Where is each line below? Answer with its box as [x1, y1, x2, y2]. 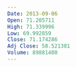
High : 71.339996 [7, 23, 55, 30]
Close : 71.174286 [7, 36, 58, 43]
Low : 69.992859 [7, 29, 52, 37]
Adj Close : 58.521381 [7, 43, 71, 50]
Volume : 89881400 [7, 50, 58, 57]
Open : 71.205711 [7, 17, 55, 24]
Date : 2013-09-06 [7, 10, 58, 17]
